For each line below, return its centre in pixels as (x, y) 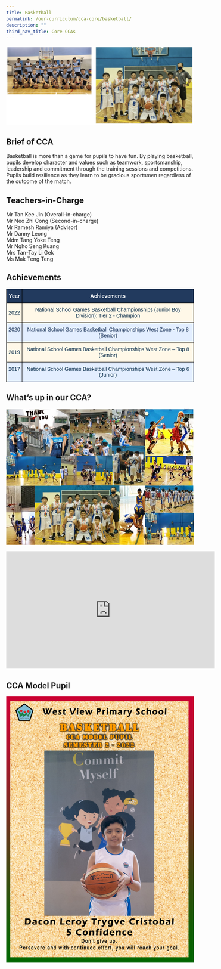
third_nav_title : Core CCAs (41, 32)
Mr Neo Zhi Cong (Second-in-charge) (52, 221)
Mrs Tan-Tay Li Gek (30, 253)
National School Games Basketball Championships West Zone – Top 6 (108, 369)
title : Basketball (29, 13)
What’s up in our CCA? (49, 397)
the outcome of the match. (39, 181)
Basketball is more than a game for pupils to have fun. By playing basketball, (100, 156)
